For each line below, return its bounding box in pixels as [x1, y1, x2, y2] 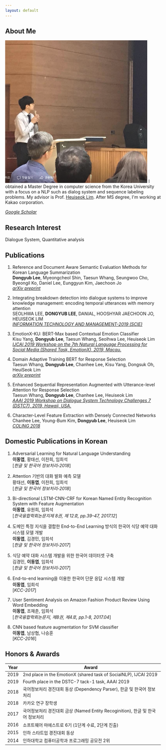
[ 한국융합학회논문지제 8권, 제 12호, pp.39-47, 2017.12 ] [12, 512, 118, 518]
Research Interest [5, 223, 61, 232]
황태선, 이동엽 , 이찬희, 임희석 [12, 479, 68, 485]
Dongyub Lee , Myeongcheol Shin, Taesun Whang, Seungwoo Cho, [12, 275, 149, 281]
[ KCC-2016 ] [12, 635, 37, 641]
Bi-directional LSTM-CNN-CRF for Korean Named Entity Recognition [12, 495, 152, 501]
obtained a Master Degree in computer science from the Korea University [5, 184, 155, 189]
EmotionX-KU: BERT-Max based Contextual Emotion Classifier [12, 331, 139, 337]
